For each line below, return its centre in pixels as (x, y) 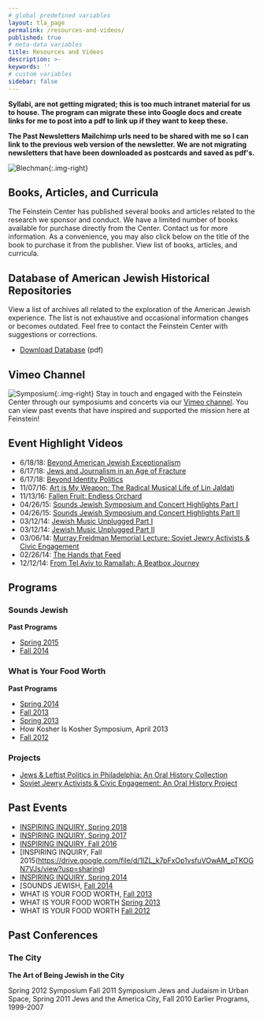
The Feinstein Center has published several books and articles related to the (132, 212)
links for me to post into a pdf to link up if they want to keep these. (118, 121)
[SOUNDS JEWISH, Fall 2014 (66, 885)
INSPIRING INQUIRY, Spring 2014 (73, 877)
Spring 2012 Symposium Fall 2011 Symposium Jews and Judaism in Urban (128, 990)
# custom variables (40, 74)
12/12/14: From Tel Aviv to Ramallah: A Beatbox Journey (109, 563)
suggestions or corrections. (53, 335)
